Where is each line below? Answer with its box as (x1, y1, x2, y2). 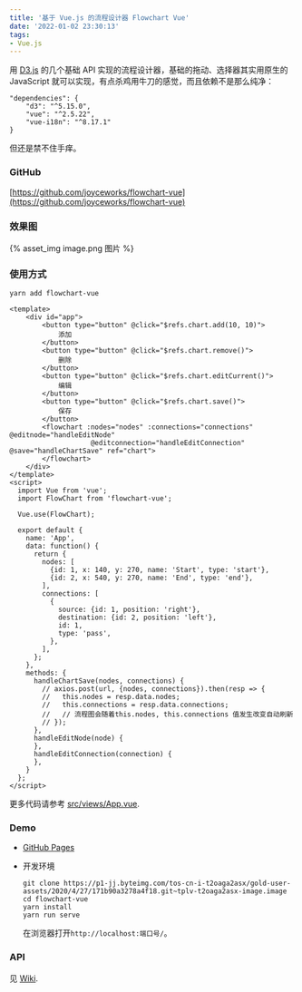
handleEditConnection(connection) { (33, 750, 172, 759)
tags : (9, 30, 30, 39)
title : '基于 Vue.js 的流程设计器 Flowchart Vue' (9, 13, 190, 23)
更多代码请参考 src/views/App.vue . (9, 799, 141, 810)
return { (33, 549, 67, 559)
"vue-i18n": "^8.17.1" (25, 118, 112, 127)
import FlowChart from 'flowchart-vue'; (17, 494, 172, 503)
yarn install (22, 903, 73, 912)
